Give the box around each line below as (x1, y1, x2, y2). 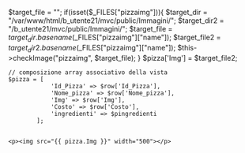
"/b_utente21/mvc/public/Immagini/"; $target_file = (8, 24, 173, 33)
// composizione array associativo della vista (8, 68, 168, 76)
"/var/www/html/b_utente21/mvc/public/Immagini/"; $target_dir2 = (8, 16, 224, 25)
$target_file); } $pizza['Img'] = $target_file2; (94, 53, 238, 62)
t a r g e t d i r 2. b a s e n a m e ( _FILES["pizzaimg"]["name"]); (8, 43, 176, 54)
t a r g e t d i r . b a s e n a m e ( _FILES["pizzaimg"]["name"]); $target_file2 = (8, 32, 221, 43)
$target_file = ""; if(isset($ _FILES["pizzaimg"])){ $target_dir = (8, 8, 208, 17)
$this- (177, 43, 198, 52)
